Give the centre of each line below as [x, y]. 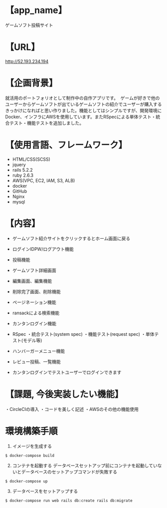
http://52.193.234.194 [27, 61]
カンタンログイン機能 [34, 323]
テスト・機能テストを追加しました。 [46, 123]
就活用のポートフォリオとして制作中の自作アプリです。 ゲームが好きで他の [83, 98]
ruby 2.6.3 [23, 175]
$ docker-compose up [27, 481]
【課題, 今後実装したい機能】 [64, 394]
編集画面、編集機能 [32, 281]
